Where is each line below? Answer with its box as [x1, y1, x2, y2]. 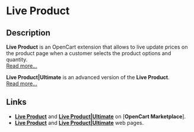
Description [6, 28, 50, 38]
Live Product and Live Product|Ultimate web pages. [14, 119, 144, 126]
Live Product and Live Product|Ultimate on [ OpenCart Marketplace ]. [14, 112, 186, 120]
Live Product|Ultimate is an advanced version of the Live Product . [6, 74, 170, 81]
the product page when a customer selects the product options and [6, 50, 171, 57]
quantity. [6, 56, 28, 63]
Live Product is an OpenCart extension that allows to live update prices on [6, 43, 188, 50]
